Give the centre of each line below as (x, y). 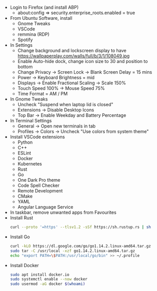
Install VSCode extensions (37, 137)
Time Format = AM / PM (43, 94)
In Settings (21, 45)
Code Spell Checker (38, 185)
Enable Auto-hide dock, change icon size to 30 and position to (83, 61)
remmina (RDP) (33, 34)
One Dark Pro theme (39, 180)
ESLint (24, 153)
